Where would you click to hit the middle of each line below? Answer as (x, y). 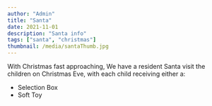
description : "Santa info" (47, 33)
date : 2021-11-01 (33, 27)
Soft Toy (30, 95)
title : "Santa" (30, 20)
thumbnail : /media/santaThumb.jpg (58, 46)
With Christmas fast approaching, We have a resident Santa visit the (106, 66)
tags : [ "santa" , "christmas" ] (52, 40)
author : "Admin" (31, 14)
